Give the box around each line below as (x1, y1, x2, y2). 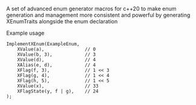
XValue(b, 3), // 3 (17, 52, 96, 58)
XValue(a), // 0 (17, 46, 96, 52)
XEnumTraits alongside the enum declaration (6, 18, 118, 25)
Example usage (6, 29, 45, 37)
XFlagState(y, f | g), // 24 (17, 88, 99, 94)
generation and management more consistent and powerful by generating (6, 11, 191, 19)
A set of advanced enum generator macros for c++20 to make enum (6, 5, 177, 12)
